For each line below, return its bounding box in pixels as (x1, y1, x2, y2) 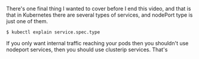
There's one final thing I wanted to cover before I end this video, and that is (6, 5, 191, 12)
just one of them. (6, 18, 48, 24)
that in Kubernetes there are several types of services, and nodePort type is (6, 11, 193, 18)
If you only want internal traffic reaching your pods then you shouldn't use (6, 40, 189, 46)
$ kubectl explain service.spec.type (6, 29, 100, 35)
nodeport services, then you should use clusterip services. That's (6, 46, 168, 53)
